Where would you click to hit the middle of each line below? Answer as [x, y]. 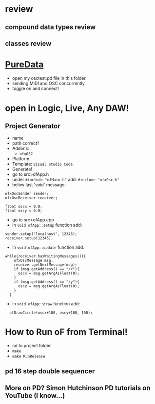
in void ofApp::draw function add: [46, 303]
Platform [21, 159]
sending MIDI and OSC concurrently [48, 83]
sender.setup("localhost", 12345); [41, 234]
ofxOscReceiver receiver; [31, 198]
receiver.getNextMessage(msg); [46, 265]
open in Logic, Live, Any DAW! [67, 108]
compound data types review [50, 27]
